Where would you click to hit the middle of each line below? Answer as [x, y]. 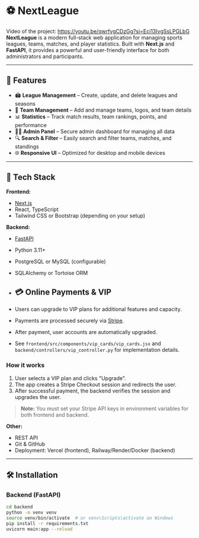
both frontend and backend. [55, 414]
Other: [14, 426]
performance [31, 125]
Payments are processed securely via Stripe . [69, 321]
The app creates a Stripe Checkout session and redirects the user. [95, 384]
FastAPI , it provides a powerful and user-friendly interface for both [88, 50]
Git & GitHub [30, 444]
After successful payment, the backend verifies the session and [92, 391]
